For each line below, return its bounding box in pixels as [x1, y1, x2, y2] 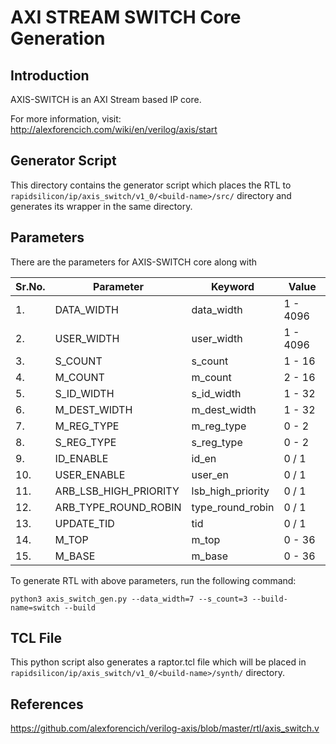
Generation [10, 27, 106, 50]
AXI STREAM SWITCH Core [10, 6, 242, 29]
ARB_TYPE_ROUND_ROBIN [54, 500, 182, 514]
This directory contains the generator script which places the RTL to [10, 179, 292, 191]
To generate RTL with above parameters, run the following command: [10, 574, 297, 586]
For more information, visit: [10, 113, 122, 125]
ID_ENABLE [54, 451, 109, 465]
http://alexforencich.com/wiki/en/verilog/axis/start [10, 124, 218, 135]
